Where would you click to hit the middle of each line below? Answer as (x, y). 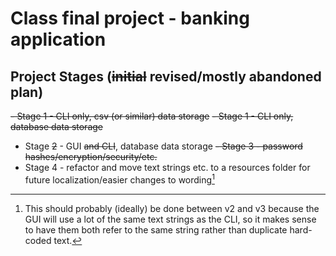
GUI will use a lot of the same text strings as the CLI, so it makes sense (170, 219)
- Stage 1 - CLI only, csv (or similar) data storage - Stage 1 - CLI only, (152, 116)
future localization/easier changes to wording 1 (119, 179)
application (58, 39)
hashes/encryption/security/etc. (91, 156)
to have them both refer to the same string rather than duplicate (156, 229)
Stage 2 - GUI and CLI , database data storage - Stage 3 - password (163, 146)
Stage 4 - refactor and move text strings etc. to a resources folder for (167, 167)
